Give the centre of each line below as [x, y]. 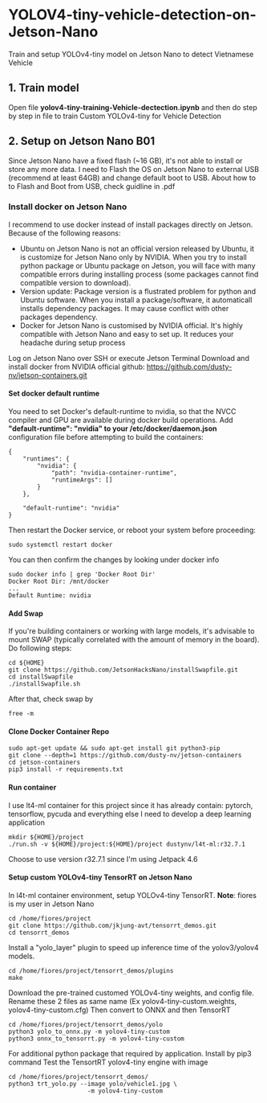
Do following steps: [40, 648]
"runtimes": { [46, 459]
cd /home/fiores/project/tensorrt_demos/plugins [91, 970]
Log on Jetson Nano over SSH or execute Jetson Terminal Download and [129, 358]
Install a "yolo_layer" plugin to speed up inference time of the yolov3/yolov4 [133, 947]
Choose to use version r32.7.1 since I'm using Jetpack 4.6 [103, 859]
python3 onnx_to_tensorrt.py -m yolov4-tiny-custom [96, 1039]
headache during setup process [73, 342]
